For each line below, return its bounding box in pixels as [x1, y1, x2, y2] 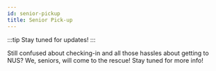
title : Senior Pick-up [7, 17, 73, 23]
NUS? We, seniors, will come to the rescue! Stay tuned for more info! [7, 56, 203, 64]
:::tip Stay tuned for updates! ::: [7, 35, 96, 43]
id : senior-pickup [7, 10, 60, 17]
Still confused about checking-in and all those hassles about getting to [7, 49, 210, 57]
